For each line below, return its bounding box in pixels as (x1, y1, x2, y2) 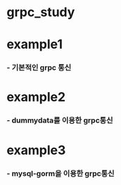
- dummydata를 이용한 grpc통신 (6, 115, 113, 125)
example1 (6, 37, 63, 53)
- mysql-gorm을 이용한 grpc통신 (6, 168, 115, 178)
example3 (6, 142, 66, 158)
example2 (6, 89, 66, 106)
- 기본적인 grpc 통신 (6, 63, 72, 72)
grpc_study (6, 4, 75, 20)
